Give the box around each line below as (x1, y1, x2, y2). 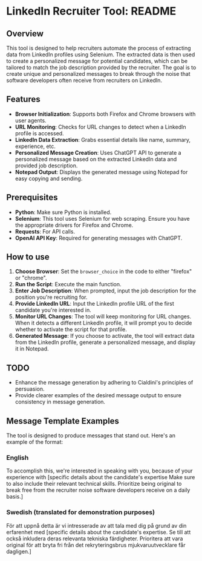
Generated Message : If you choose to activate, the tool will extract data (15, 332, 195, 340)
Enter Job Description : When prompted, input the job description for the (15, 287, 197, 295)
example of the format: (6, 438, 64, 446)
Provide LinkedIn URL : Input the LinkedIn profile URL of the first (15, 300, 174, 307)
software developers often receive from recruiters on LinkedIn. (6, 77, 162, 84)
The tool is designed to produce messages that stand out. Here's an (6, 432, 175, 439)
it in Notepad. (15, 345, 50, 352)
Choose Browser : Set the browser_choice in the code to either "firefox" (15, 268, 192, 275)
